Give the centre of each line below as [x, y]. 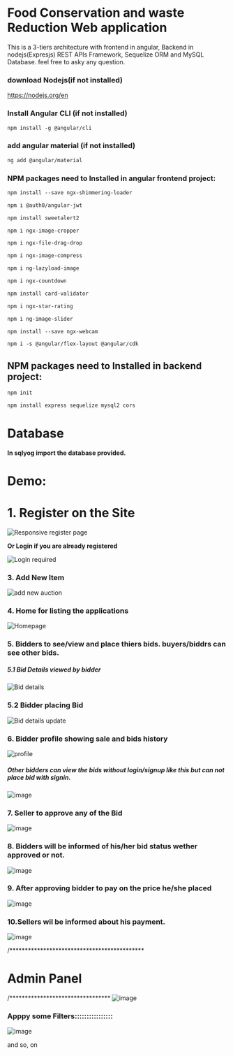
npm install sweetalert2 [43, 218]
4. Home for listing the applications [68, 611]
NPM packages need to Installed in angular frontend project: [112, 178]
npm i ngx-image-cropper [43, 231]
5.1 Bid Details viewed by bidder [54, 670]
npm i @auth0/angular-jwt [45, 205]
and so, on [23, 1045]
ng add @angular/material [45, 160]
